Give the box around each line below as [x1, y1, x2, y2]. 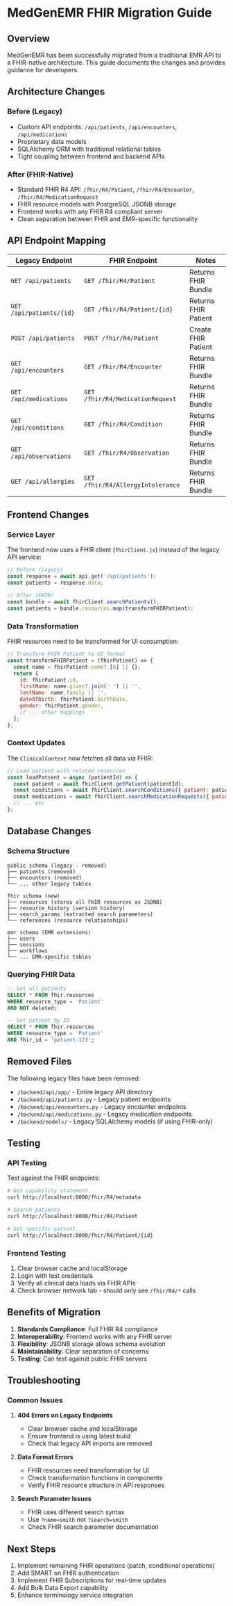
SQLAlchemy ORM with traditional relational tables [17, 145, 162, 153]
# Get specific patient [7, 1225, 76, 1232]
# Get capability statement [7, 1187, 89, 1194]
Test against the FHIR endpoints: [7, 1174, 101, 1183]
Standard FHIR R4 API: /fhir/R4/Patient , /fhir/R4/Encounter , [17, 185, 194, 193]
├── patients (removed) [7, 868, 76, 875]
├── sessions [7, 941, 45, 948]
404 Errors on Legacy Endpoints [17, 1411, 113, 1420]
